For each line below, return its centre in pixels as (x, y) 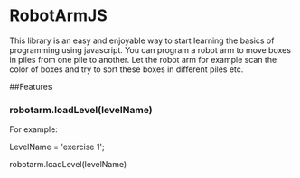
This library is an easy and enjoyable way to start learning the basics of (142, 40)
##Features (31, 86)
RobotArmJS (59, 16)
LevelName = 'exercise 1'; (57, 147)
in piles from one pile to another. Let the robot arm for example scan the (143, 59)
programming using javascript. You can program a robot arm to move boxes (150, 49)
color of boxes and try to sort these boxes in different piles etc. (127, 69)
